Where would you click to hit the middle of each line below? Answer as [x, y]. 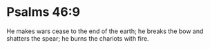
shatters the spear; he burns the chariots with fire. [78, 38]
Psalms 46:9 [44, 12]
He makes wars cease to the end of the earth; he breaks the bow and [105, 31]
